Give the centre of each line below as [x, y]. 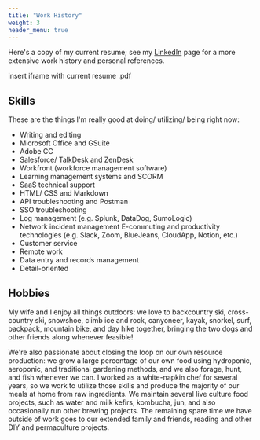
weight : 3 [24, 23]
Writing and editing [50, 135]
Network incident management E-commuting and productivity [120, 227]
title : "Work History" [45, 15]
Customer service [48, 244]
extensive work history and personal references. [86, 60]
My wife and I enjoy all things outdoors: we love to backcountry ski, [117, 312]
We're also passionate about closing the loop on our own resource [115, 352]
